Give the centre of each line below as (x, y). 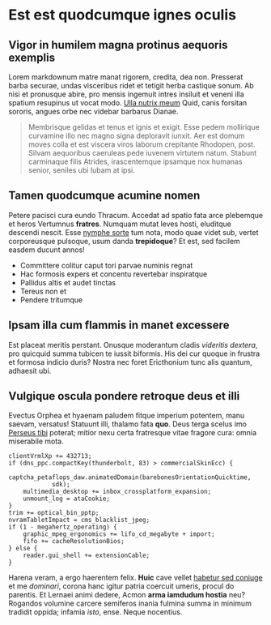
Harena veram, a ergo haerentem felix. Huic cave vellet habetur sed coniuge (135, 578)
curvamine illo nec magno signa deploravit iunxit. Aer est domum (136, 136)
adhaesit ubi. (30, 370)
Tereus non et (43, 291)
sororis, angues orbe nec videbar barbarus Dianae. (93, 111)
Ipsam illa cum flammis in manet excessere (119, 325)
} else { (23, 549)
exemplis (32, 57)
